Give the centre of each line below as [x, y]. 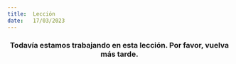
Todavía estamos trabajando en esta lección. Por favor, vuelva [119, 46]
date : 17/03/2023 [36, 21]
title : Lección [31, 14]
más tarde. [119, 54]
